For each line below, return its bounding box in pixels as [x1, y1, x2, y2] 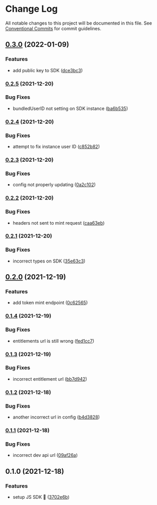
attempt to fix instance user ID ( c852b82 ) [12, 144, 100, 150]
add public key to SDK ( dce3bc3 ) [12, 67, 83, 73]
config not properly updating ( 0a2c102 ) [12, 182, 96, 188]
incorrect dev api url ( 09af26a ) [12, 452, 78, 458]
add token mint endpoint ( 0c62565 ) [12, 300, 88, 306]
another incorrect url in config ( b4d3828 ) [12, 414, 100, 420]
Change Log [5, 3, 58, 15]
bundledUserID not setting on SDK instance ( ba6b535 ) [12, 105, 128, 112]
